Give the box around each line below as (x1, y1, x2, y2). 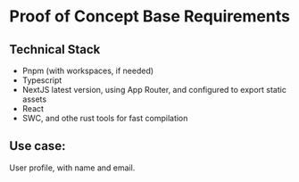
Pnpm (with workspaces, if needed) (21, 65, 154, 76)
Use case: (9, 138, 66, 153)
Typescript (21, 75, 62, 86)
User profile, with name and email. (9, 162, 136, 173)
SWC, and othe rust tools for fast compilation (21, 113, 188, 123)
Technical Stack (9, 42, 101, 57)
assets (21, 94, 47, 104)
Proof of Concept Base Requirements (9, 6, 290, 27)
